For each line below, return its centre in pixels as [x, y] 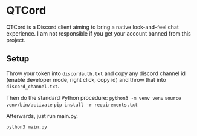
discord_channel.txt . [33, 86]
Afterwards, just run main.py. [42, 116]
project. [16, 40]
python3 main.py [27, 127]
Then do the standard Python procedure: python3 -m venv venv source [94, 97]
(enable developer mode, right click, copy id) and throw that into [86, 79]
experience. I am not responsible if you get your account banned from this [99, 33]
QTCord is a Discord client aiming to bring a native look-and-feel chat [93, 27]
